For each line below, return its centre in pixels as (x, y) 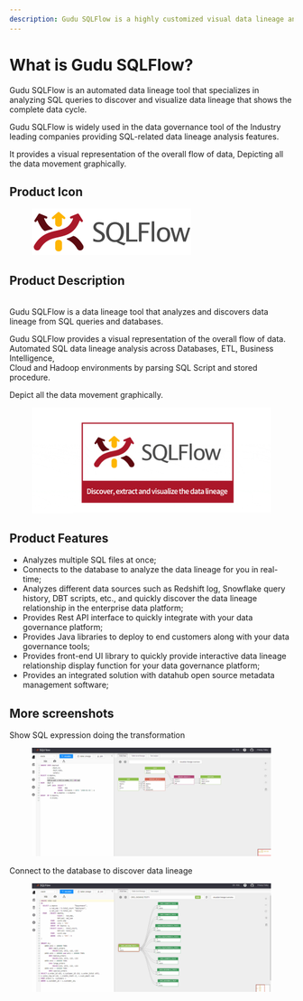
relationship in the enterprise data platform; (103, 608)
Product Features (59, 538)
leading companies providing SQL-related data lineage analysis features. (144, 137)
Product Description (67, 280)
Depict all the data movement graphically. (87, 395)
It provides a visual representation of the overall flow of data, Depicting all (147, 154)
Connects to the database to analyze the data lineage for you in (140, 570)
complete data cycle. (48, 109)
